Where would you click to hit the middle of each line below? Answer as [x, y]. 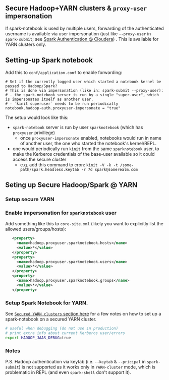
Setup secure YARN [30, 199]
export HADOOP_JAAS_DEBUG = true [38, 338]
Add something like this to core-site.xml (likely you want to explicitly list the [84, 224]
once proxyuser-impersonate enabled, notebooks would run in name [91, 138]
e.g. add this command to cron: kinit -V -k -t [69, 165]
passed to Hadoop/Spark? [31, 86]
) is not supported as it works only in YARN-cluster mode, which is [87, 367]
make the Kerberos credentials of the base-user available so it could [83, 154]
